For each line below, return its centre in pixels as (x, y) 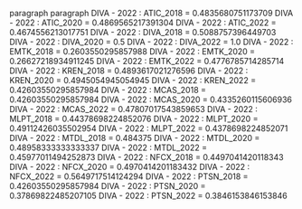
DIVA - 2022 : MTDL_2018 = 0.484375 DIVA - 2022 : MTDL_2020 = (135, 138)
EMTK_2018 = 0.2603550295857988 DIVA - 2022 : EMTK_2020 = (132, 52)
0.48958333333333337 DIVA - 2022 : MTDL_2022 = (109, 147)
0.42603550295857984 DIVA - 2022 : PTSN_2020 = (108, 186)
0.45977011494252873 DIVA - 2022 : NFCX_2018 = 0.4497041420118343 (146, 157)
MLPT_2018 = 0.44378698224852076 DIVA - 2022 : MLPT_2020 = (134, 119)
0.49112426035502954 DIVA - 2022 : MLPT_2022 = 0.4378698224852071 (149, 128)
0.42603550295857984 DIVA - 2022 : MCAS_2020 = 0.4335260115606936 (151, 100)
